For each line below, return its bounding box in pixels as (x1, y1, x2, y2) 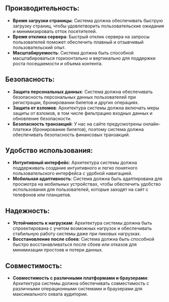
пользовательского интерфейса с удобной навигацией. (12, 170, 133, 177)
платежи (12, 126, 31, 132)
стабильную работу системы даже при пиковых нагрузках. (12, 231, 141, 237)
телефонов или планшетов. (12, 192, 72, 198)
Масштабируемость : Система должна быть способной (12, 50, 134, 56)
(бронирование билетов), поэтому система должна (32, 126, 144, 132)
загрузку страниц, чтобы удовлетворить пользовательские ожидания (12, 23, 164, 29)
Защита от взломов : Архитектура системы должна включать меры (12, 105, 159, 111)
